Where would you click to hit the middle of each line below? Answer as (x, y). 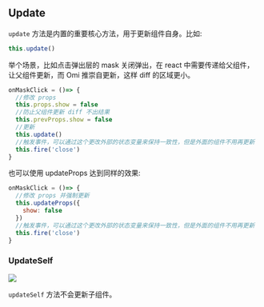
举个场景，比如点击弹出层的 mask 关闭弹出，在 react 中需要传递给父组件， (131, 65)
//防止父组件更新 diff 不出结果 (63, 112)
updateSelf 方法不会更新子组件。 (62, 294)
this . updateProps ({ (48, 203)
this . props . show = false (57, 105)
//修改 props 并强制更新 (52, 196)
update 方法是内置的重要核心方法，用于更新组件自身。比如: (105, 33)
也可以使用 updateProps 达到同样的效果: (75, 173)
